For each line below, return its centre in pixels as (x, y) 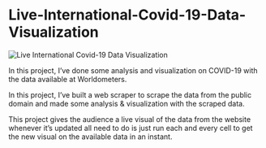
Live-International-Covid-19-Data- (127, 15)
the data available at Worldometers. (68, 79)
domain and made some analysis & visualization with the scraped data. (127, 103)
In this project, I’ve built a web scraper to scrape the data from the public (130, 94)
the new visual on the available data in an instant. (90, 137)
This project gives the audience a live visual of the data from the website (130, 119)
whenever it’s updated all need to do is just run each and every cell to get (131, 128)
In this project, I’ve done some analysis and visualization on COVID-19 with (133, 70)
